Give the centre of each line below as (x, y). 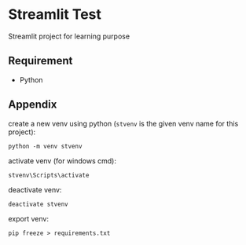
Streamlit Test (55, 15)
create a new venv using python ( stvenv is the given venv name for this (123, 123)
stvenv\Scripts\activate (49, 175)
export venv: (29, 218)
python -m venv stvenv (45, 146)
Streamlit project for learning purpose (69, 36)
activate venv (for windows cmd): (62, 161)
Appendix (33, 105)
